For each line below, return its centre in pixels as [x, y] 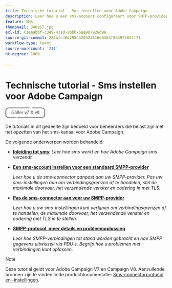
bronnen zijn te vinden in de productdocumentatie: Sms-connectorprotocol [84, 275]
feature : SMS [19, 21]
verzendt [22, 157]
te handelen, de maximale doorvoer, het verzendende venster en [81, 213]
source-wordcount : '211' [32, 49]
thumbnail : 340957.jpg [29, 27]
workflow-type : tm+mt [28, 43]
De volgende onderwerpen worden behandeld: [55, 142]
